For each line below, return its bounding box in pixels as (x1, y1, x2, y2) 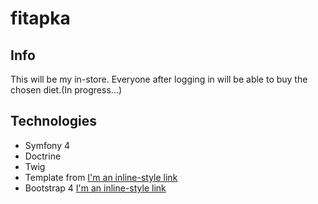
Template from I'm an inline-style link (24, 171, 178, 183)
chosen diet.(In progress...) (10, 84, 123, 96)
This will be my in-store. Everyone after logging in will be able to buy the (10, 73, 308, 85)
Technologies (10, 113, 98, 130)
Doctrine (24, 150, 62, 162)
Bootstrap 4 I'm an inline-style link (24, 182, 167, 194)
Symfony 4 (24, 139, 70, 151)
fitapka (10, 7, 71, 30)
